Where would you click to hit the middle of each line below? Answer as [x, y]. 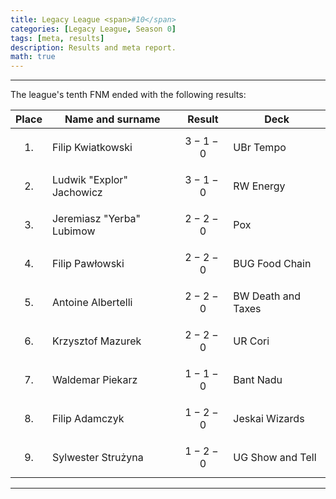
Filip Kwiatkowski [92, 148]
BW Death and [267, 296]
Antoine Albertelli [92, 303]
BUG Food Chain [272, 264]
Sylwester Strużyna [97, 458]
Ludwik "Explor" [89, 180]
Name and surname [112, 119]
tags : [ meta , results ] [57, 38]
